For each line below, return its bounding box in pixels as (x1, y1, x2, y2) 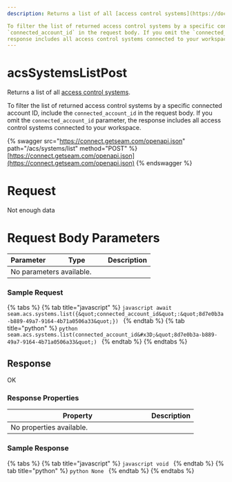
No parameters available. (10, 267, 92, 277)
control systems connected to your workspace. (7, 124, 142, 132)
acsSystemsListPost (7, 65, 128, 81)
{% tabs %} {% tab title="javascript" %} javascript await (7, 304, 172, 312)
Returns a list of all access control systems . (7, 88, 131, 97)
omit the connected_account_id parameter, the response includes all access (7, 116, 221, 124)
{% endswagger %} (135, 159, 193, 167)
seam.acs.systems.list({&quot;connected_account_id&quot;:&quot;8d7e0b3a (7, 310, 224, 318)
